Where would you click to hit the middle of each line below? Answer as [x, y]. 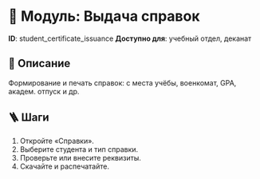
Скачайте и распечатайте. [65, 166]
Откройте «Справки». [57, 141]
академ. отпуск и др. [44, 91]
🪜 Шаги [29, 118]
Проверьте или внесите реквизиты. [80, 157]
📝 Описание [39, 64]
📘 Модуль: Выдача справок [104, 16]
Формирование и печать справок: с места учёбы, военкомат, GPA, [122, 82]
